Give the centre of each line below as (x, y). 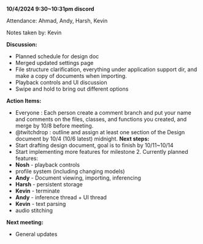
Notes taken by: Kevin (34, 32)
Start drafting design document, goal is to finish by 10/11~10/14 (94, 145)
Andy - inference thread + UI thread (61, 197)
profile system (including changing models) (70, 171)
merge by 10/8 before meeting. (54, 126)
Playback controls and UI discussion (61, 82)
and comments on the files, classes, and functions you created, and (101, 119)
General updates (36, 234)
